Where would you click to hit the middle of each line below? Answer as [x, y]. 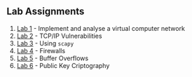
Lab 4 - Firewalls [41, 50]
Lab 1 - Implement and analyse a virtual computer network [101, 28]
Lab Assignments [46, 12]
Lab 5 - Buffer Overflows [53, 58]
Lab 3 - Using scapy [45, 43]
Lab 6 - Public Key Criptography [63, 65]
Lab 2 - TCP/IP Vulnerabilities [59, 36]
